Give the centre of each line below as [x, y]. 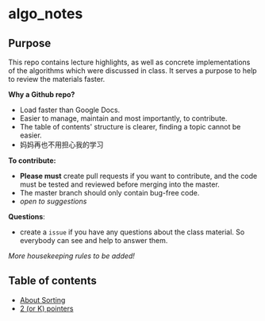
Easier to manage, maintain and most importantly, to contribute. [123, 118]
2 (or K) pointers [46, 308]
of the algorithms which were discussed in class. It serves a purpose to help [132, 71]
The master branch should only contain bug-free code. [109, 193]
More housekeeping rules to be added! [71, 256]
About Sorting [42, 300]
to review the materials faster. [57, 79]
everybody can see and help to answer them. [94, 240]
